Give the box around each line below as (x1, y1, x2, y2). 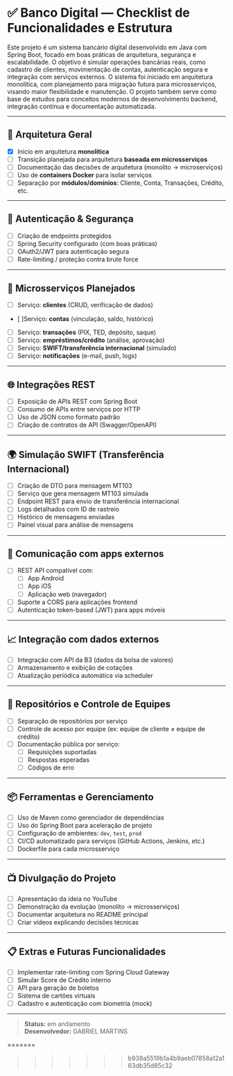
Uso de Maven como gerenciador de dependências (17, 813, 164, 822)
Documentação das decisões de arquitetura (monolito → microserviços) (17, 163, 223, 171)
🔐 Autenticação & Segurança (7, 213, 134, 225)
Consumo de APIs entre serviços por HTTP (17, 405, 141, 414)
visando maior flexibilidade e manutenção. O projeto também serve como (7, 87, 217, 95)
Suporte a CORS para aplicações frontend (17, 598, 137, 606)
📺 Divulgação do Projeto (7, 872, 116, 884)
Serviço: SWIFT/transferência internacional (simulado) (17, 344, 177, 352)
